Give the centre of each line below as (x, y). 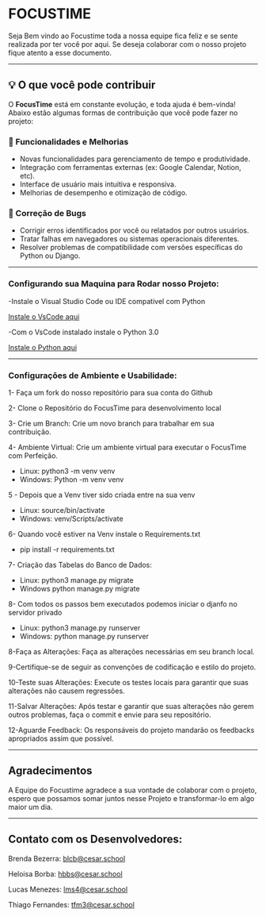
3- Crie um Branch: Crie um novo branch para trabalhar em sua (112, 423)
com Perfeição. (33, 455)
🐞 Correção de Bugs (47, 213)
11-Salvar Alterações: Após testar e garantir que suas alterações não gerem (131, 706)
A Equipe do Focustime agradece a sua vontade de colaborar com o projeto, (133, 790)
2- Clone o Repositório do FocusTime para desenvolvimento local (115, 408)
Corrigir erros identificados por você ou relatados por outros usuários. (134, 230)
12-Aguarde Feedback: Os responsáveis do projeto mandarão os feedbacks (131, 730)
